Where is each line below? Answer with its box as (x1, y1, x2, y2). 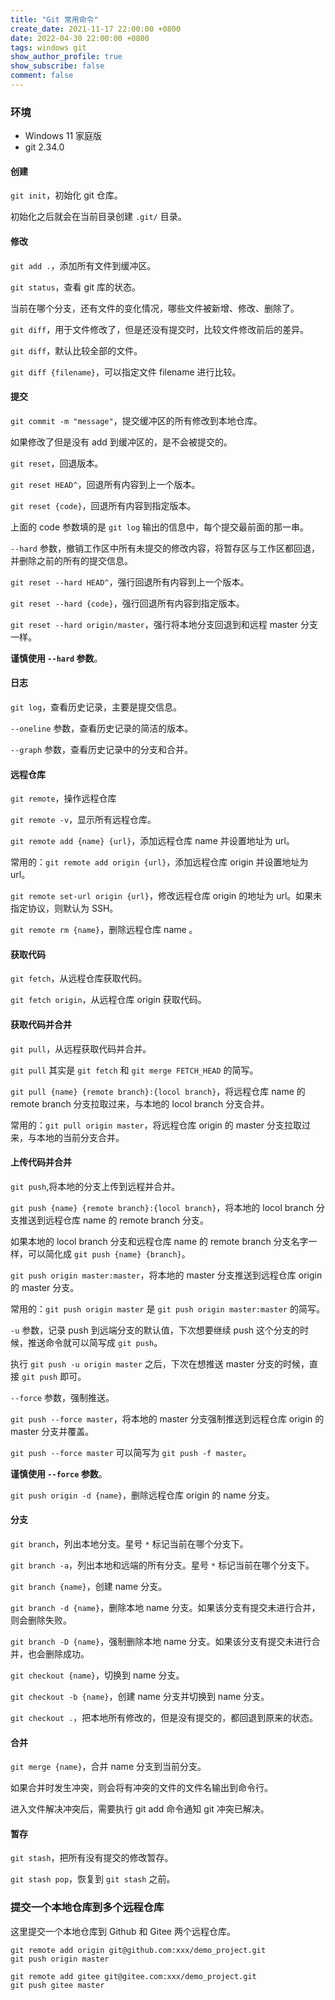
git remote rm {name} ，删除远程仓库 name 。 (10, 924, 198, 936)
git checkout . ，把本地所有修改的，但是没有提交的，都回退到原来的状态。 (10, 1712, 319, 1723)
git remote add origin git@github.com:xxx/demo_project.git (10, 1945, 267, 1955)
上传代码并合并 (10, 1156, 72, 1168)
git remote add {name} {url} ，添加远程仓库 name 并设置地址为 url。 (10, 835, 295, 847)
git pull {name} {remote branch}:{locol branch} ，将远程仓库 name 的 (10, 1085, 306, 1097)
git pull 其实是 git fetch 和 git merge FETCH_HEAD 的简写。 (10, 1064, 259, 1076)
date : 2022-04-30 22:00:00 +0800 (10, 33, 150, 43)
